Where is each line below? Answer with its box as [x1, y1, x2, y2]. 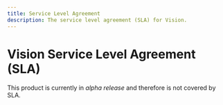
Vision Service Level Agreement [7, 46, 196, 62]
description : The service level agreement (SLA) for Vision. [7, 17, 188, 23]
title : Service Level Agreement [7, 10, 100, 17]
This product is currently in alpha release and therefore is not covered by [7, 84, 216, 92]
